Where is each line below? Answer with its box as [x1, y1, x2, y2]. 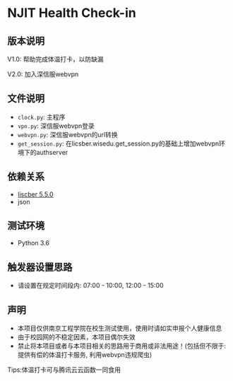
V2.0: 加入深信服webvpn [7, 70, 79, 78]
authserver [36, 148, 68, 156]
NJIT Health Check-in [7, 5, 136, 21]
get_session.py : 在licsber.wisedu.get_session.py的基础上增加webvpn [17, 139, 220, 148]
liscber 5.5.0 [17, 189, 54, 199]
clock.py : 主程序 [17, 112, 66, 121]
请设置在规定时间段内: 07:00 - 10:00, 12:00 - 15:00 [17, 281, 164, 290]
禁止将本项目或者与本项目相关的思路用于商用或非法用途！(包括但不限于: [17, 341, 226, 351]
